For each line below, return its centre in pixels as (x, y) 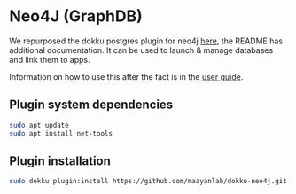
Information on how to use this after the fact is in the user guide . (126, 76)
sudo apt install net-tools (61, 133)
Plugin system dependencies (91, 105)
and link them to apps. (50, 59)
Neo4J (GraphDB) (76, 16)
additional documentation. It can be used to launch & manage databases (141, 50)
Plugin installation (60, 161)
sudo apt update (39, 125)
